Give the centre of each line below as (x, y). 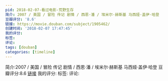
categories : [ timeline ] (30, 52)
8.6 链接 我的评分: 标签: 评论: (50, 73)
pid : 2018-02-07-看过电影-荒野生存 (40, 10)
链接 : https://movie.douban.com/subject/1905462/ (58, 24)
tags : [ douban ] (21, 47)
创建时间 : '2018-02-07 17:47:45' (39, 29)
